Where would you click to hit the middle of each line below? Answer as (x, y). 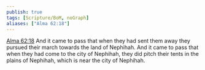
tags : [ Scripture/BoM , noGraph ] (48, 18)
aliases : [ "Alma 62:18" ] (38, 23)
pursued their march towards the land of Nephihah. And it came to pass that (102, 47)
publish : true (25, 12)
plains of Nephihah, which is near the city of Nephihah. (76, 60)
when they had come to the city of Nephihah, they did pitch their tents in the (103, 54)
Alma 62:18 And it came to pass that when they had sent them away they (98, 41)
